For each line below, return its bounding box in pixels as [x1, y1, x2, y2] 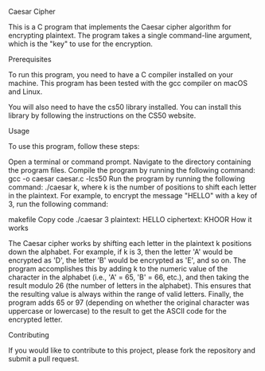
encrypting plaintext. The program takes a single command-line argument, [8, 31, 252, 40]
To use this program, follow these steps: [8, 142, 140, 150]
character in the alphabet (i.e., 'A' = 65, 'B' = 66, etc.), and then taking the [8, 272, 249, 282]
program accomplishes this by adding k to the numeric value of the [8, 264, 228, 273]
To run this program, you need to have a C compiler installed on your [8, 70, 233, 79]
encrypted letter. [8, 314, 63, 324]
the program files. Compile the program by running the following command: [8, 166, 256, 174]
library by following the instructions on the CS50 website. [8, 111, 197, 120]
